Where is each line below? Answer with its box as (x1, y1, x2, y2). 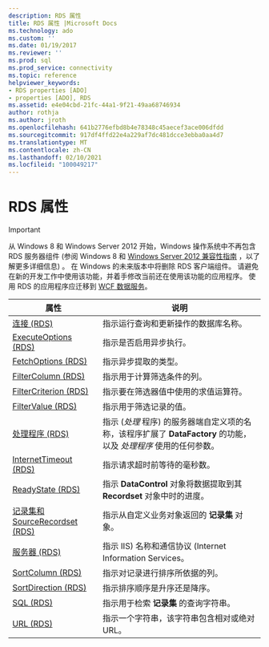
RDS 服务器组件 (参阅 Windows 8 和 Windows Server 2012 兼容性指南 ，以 (8, 252, 254, 261)
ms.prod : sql (8, 57, 52, 65)
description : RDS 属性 (8, 11, 82, 20)
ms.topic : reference (8, 71, 78, 79)
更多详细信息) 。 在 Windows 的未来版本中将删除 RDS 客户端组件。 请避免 (14, 261, 259, 271)
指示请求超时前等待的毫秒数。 (102, 459, 215, 471)
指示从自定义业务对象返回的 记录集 (102, 510, 234, 521)
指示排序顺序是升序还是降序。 (102, 583, 215, 594)
